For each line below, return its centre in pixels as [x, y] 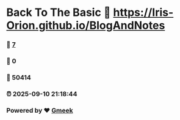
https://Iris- [143, 13]
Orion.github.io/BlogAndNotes [86, 25]
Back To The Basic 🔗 [59, 13]
